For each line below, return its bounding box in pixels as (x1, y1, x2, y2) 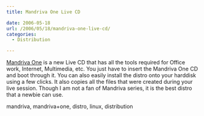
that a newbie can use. (6, 91, 64, 98)
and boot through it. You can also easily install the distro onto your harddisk (6, 72, 197, 79)
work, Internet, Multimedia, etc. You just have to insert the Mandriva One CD (6, 65, 199, 73)
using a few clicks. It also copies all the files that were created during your (6, 78, 193, 86)
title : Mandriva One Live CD (6, 9, 81, 15)
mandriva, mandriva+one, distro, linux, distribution (6, 103, 133, 110)
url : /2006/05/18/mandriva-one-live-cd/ (6, 26, 111, 32)
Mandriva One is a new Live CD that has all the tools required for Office (6, 59, 185, 66)
